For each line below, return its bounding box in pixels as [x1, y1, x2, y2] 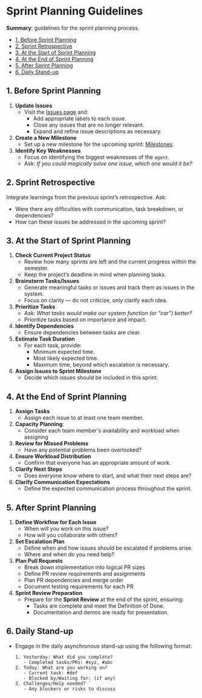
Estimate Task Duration [15, 335, 76, 343]
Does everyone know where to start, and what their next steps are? [24, 472, 192, 479]
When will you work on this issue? [24, 525, 109, 532]
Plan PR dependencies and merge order [24, 577, 124, 583]
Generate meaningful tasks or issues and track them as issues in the [24, 284, 195, 291]
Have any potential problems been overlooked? [24, 447, 142, 454]
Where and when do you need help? [24, 551, 115, 558]
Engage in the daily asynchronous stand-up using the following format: [15, 642, 192, 650]
